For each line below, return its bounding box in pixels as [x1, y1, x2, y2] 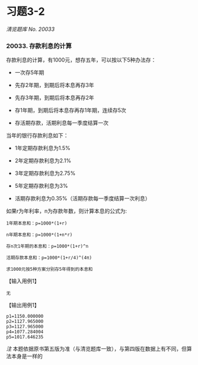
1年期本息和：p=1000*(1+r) [6, 220, 68, 226]
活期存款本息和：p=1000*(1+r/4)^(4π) [6, 255, 92, 261]
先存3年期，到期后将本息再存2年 [14, 94, 94, 101]
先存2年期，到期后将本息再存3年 [14, 82, 94, 89]
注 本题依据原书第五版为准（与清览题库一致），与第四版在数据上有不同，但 [6, 345, 187, 353]
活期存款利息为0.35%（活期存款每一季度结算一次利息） [14, 195, 151, 202]
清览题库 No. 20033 [6, 25, 55, 33]
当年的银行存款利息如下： [6, 132, 69, 139]
